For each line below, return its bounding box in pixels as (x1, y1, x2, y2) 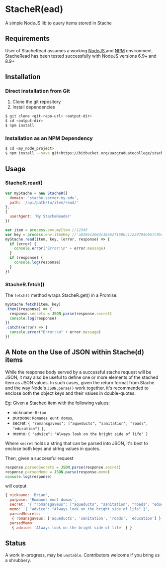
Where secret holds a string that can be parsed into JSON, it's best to (5, 440, 148, 446)
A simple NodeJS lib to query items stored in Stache (5, 20, 112, 26)
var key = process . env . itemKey (5, 232, 70, 237)
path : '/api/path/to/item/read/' (9, 200, 79, 205)
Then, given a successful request (5, 455, 74, 461)
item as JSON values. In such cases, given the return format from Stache (5, 379, 155, 385)
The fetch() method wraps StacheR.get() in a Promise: (5, 292, 118, 298)
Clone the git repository (12, 99, 61, 105)
